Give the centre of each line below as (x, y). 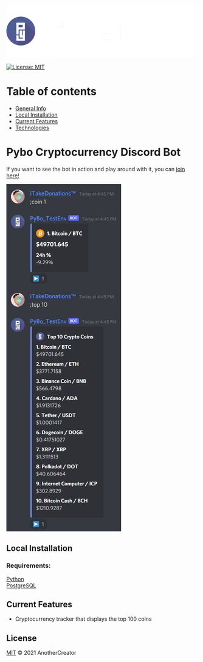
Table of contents (52, 91)
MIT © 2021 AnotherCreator (41, 653)
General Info (31, 108)
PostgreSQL (21, 585)
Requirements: (29, 565)
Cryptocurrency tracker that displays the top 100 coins (83, 619)
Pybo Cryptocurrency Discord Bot (94, 152)
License (22, 638)
